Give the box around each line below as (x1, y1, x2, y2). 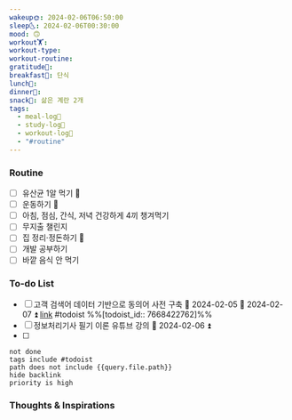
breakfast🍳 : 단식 (9, 71, 69, 80)
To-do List (9, 278, 55, 290)
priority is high (9, 378, 74, 387)
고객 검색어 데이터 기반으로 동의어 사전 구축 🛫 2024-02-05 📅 (33, 299, 246, 310)
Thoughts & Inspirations (9, 399, 115, 411)
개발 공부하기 (21, 244, 68, 254)
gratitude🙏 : (9, 63, 53, 72)
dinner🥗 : (9, 87, 42, 96)
